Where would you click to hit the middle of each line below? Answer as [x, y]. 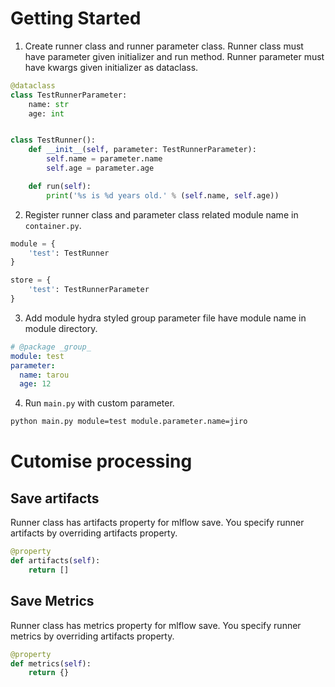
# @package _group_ [51, 347]
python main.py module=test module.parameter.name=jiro [129, 422]
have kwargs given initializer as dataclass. [111, 67]
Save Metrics [52, 601]
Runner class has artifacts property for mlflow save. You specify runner [157, 523]
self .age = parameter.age [100, 168]
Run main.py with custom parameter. [99, 403]
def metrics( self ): [51, 663]
